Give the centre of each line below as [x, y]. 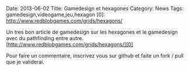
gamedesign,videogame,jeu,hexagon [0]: [56, 15]
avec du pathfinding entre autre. [45, 38]
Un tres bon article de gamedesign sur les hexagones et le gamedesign [92, 32]
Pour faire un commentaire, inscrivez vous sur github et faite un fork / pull [95, 56]
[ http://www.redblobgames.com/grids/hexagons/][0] [70, 44]
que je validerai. [25, 62]
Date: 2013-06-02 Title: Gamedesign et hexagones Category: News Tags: [95, 8]
